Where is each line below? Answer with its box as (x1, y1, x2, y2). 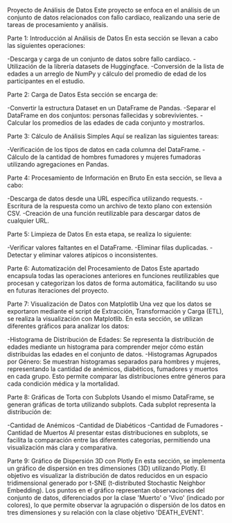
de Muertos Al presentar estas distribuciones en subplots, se (34, 429, 208, 436)
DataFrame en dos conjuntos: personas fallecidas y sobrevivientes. (7, 111, 199, 119)
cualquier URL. (7, 216, 50, 225)
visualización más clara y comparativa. (7, 443, 118, 452)
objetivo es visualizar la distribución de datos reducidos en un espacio (7, 472, 208, 479)
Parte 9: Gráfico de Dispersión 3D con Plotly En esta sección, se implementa (7, 457, 226, 465)
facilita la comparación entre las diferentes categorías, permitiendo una (7, 436, 211, 444)
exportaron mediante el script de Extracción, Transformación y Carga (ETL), (7, 307, 224, 315)
